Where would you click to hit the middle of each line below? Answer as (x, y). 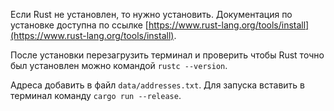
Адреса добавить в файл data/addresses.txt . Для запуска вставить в (157, 85)
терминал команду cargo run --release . (96, 95)
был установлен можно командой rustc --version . (119, 65)
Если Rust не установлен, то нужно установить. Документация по (151, 14)
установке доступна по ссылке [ (79, 25)
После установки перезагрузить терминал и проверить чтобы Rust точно (167, 55)
